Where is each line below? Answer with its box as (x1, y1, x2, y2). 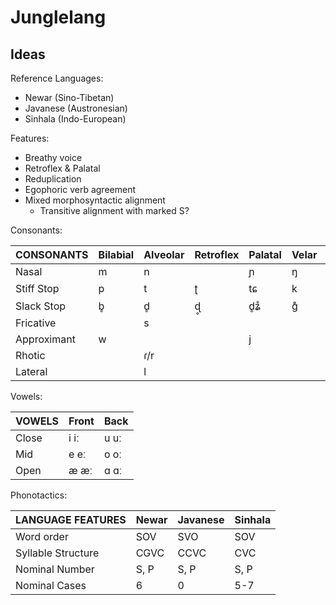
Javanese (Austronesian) (24, 102, 128, 114)
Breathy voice (24, 152, 83, 163)
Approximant (15, 332, 76, 346)
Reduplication (24, 173, 82, 185)
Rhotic (15, 349, 46, 362)
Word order (15, 530, 69, 543)
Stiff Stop (15, 282, 60, 295)
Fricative (15, 316, 57, 330)
